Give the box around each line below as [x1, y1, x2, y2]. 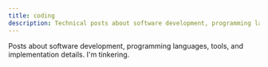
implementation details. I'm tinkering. [8, 49, 130, 59]
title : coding [8, 11, 56, 20]
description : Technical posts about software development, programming [8, 19, 251, 27]
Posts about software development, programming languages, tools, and [8, 41, 244, 50]
